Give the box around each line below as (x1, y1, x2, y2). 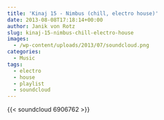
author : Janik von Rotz (7, 23, 76, 29)
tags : (7, 61, 23, 68)
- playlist (13, 80, 45, 87)
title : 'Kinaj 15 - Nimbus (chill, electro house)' (7, 10, 158, 17)
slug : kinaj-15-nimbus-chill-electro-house (7, 29, 134, 36)
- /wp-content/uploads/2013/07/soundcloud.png (13, 42, 150, 49)
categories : (7, 49, 41, 56)
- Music (13, 55, 36, 62)
